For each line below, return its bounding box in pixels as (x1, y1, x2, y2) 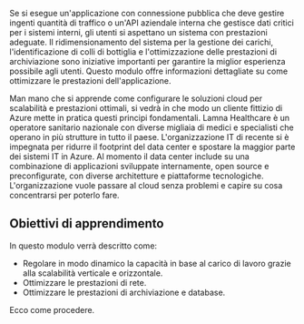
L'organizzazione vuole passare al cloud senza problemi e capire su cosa (9, 180, 283, 190)
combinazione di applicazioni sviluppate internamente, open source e (9, 161, 270, 171)
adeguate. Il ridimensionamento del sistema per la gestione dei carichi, (9, 36, 274, 47)
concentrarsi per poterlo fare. (9, 190, 120, 200)
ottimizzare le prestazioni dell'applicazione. (9, 76, 172, 86)
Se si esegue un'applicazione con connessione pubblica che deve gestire (9, 8, 285, 18)
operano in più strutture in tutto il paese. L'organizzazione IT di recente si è (9, 132, 289, 142)
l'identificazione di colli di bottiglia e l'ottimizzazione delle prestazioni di (9, 46, 278, 57)
